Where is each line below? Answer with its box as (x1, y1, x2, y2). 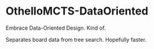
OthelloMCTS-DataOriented (5, 4, 149, 18)
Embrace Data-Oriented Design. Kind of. (5, 24, 106, 31)
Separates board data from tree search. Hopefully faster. (5, 36, 147, 43)
